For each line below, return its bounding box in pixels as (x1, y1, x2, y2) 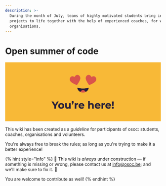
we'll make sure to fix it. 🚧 (5, 166, 58, 172)
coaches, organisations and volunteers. (5, 131, 85, 137)
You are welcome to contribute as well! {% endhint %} (5, 176, 115, 182)
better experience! (5, 146, 43, 152)
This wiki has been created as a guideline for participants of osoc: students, (5, 126, 160, 132)
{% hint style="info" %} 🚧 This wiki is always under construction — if (5, 156, 146, 162)
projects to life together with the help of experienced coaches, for (9, 18, 158, 23)
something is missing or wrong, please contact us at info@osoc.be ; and (5, 161, 151, 167)
